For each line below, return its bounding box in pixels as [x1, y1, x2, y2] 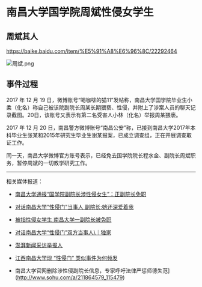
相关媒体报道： [6, 178, 43, 185]
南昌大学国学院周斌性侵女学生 [6, 5, 155, 19]
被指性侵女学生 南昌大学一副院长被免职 [14, 216, 112, 223]
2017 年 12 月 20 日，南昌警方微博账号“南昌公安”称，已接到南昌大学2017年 [6, 124, 191, 131]
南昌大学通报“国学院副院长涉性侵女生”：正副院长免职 [14, 190, 147, 198]
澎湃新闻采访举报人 [14, 241, 63, 249]
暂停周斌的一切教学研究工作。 [16, 159, 91, 166]
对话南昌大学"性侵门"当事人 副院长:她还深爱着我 [14, 203, 134, 210]
